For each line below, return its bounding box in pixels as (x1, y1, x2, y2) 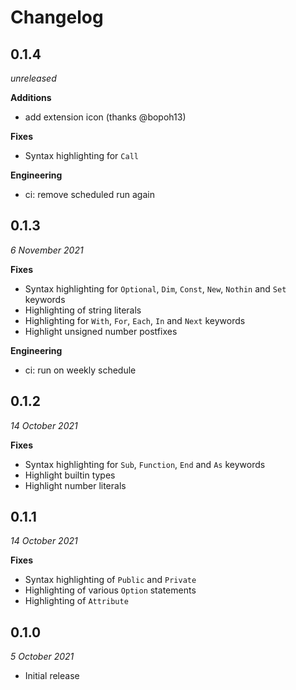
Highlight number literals (24, 479, 127, 491)
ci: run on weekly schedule (24, 364, 137, 376)
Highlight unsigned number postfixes (24, 325, 178, 337)
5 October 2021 (10, 651, 75, 663)
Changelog (10, 6, 104, 29)
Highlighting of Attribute (24, 595, 129, 607)
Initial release (24, 670, 80, 682)
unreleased (10, 72, 57, 84)
